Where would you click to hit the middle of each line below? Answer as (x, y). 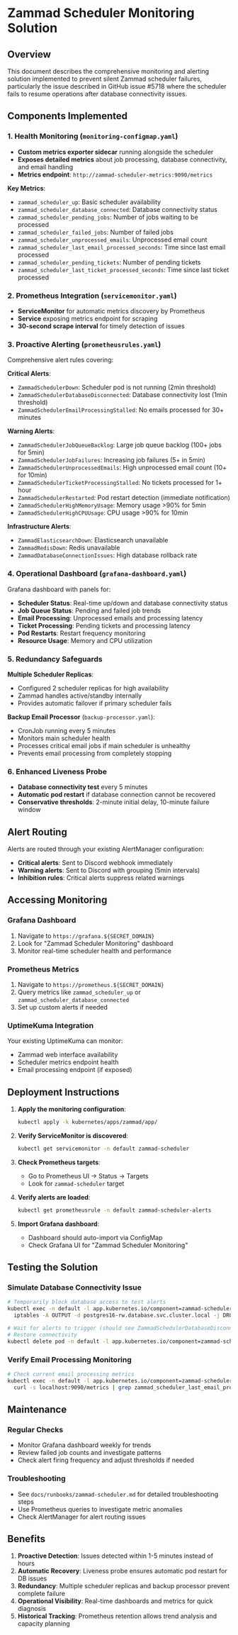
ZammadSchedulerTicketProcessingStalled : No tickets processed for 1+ (120, 483)
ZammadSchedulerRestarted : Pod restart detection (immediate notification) (124, 498)
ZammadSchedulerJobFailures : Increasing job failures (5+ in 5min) (111, 460)
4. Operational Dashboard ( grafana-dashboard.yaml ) (97, 574)
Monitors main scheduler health (64, 738)
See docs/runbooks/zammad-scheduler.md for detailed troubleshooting (118, 1494)
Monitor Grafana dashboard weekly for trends (84, 1445)
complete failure (41, 1594)
